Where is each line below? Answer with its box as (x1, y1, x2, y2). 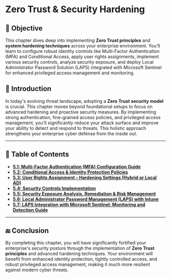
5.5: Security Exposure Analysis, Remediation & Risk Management (12, 190, 156, 197)
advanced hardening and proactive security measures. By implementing (5, 108, 156, 115)
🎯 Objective (5, 24, 43, 33)
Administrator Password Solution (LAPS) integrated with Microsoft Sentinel (5, 65, 162, 70)
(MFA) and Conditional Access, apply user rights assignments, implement (5, 53, 159, 60)
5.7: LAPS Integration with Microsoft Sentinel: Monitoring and (12, 201, 146, 207)
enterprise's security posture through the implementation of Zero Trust (5, 245, 155, 252)
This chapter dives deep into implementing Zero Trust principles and (5, 37, 151, 43)
